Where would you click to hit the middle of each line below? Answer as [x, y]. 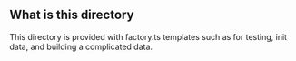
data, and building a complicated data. [81, 46]
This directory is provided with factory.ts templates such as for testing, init [148, 36]
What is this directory [72, 15]
